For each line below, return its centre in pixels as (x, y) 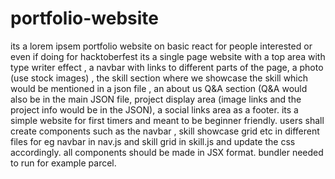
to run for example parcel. (63, 163)
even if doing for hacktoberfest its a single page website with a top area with (168, 56)
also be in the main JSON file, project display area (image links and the (156, 99)
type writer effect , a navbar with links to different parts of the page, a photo (167, 67)
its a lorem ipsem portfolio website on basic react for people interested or (161, 46)
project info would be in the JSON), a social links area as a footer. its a (154, 109)
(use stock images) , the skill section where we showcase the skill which (159, 78)
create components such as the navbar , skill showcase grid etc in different (165, 131)
